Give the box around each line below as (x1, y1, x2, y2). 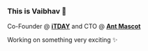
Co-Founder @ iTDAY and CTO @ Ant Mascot (7, 22, 141, 31)
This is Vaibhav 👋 (7, 6, 67, 16)
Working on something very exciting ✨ (7, 36, 118, 44)
